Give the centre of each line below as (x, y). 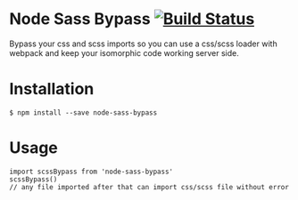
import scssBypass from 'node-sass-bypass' (91, 172)
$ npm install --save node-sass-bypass (83, 112)
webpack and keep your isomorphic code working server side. (124, 52)
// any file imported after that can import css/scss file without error (149, 187)
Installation (52, 89)
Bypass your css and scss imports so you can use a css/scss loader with (144, 44)
